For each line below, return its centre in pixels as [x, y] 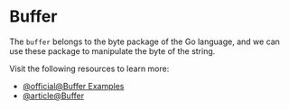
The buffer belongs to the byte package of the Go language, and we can [144, 41]
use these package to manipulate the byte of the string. [112, 50]
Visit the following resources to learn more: [89, 69]
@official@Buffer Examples [73, 86]
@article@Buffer [53, 96]
